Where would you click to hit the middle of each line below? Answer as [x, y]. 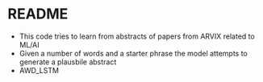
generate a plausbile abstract [68, 62]
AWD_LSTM [39, 70]
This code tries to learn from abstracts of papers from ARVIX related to [137, 36]
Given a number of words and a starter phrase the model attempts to [133, 53]
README [38, 14]
